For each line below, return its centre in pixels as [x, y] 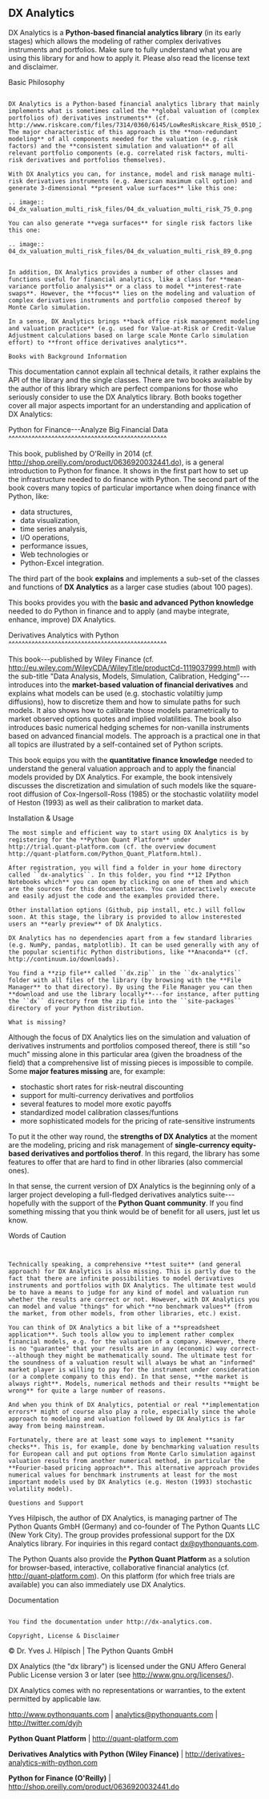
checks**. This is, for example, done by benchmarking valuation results [134, 1447]
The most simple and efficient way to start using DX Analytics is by [128, 833]
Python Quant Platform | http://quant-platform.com [93, 1738]
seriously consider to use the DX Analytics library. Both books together [125, 397]
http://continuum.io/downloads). [64, 959]
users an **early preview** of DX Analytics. [85, 924]
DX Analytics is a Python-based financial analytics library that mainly [134, 103]
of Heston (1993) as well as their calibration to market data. [106, 802]
